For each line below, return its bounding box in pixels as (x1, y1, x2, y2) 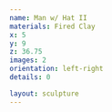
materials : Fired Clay (9, 22, 96, 31)
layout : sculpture (9, 88, 79, 98)
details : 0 (9, 73, 51, 82)
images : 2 (9, 56, 47, 65)
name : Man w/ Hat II (9, 13, 88, 23)
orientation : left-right (9, 65, 104, 74)
